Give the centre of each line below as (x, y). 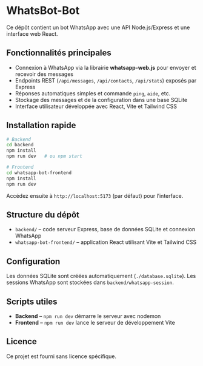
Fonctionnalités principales (59, 53)
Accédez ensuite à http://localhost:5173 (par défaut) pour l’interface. (95, 195)
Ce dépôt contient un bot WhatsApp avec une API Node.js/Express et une (98, 27)
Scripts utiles (32, 301)
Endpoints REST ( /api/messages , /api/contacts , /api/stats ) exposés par (106, 80)
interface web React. (32, 33)
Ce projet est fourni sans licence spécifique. (62, 356)
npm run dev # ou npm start (45, 156)
